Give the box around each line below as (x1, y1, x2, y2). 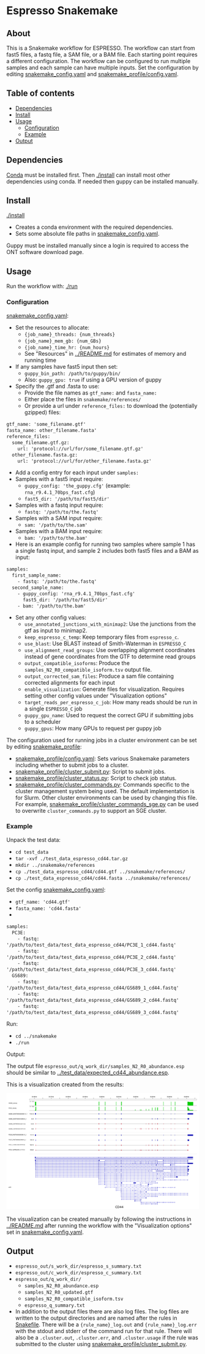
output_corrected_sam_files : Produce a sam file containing (24, 672, 174, 680)
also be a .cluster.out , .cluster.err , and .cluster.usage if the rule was (15, 1334, 199, 1341)
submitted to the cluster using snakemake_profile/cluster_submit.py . (15, 1341, 188, 1348)
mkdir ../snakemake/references (15, 862, 95, 868)
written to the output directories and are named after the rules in (15, 1314, 177, 1322)
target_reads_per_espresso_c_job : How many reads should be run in (24, 698, 198, 706)
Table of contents (6, 88, 75, 99)
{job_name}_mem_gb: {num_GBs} (24, 338, 102, 344)
